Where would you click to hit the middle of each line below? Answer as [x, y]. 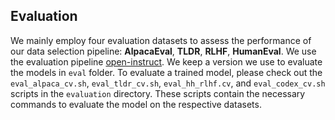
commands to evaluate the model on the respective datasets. [136, 104]
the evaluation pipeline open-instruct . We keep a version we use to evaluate [166, 61]
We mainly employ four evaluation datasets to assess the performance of [161, 40]
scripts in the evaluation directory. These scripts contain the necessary [158, 93]
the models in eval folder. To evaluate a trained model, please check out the [166, 72]
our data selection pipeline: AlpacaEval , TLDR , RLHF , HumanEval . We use [163, 51]
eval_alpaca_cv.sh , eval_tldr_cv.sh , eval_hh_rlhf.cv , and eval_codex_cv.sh [168, 83]
